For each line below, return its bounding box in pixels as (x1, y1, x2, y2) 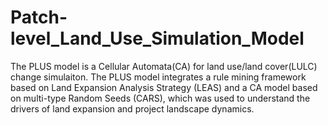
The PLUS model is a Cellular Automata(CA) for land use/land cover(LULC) (10, 60, 318, 72)
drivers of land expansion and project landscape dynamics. (10, 102, 255, 115)
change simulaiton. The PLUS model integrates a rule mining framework (10, 71, 307, 83)
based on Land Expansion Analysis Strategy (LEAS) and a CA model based (10, 81, 318, 93)
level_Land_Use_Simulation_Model (10, 27, 305, 50)
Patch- (10, 6, 68, 29)
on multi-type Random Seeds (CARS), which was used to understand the (10, 92, 311, 104)
